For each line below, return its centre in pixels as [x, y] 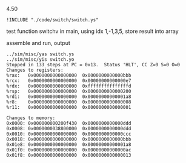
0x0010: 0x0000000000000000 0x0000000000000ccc [69, 134]
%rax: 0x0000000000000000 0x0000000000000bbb [69, 75]
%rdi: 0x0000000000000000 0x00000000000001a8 [69, 97]
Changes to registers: [35, 70]
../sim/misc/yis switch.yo [40, 60]
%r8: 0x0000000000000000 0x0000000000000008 [69, 102]
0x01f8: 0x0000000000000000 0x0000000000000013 [69, 155]
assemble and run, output [38, 43]
